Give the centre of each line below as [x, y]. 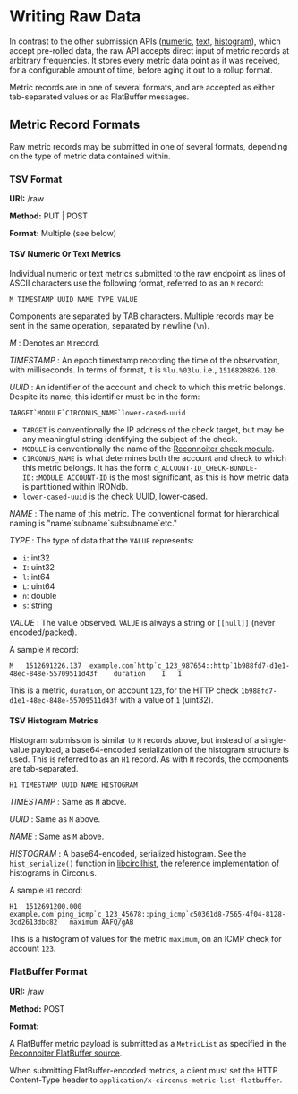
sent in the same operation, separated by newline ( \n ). [110, 326]
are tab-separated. [44, 769]
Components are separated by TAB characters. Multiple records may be [142, 316]
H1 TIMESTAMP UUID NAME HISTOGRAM [74, 785]
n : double [39, 596]
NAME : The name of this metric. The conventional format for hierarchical [145, 514]
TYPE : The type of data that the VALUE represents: [102, 541]
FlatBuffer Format [48, 971]
